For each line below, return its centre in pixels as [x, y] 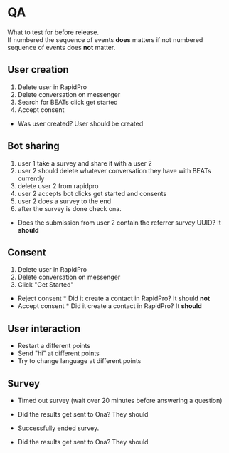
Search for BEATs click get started [68, 102]
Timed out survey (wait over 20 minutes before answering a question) [120, 401]
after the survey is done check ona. [70, 208]
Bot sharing [34, 146]
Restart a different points [54, 346]
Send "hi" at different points [58, 353]
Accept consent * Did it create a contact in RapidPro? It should [110, 306]
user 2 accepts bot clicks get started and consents [92, 193]
